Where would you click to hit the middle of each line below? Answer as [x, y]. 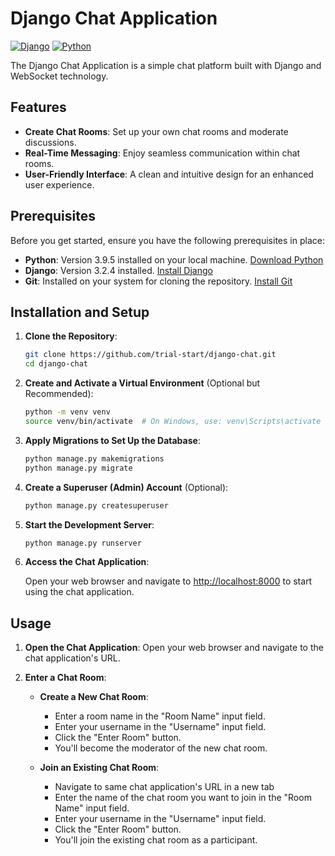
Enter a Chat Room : [65, 678]
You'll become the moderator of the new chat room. [161, 748]
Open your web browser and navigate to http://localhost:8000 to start [168, 581]
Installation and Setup [80, 312]
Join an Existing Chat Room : [99, 768]
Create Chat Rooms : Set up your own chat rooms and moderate [156, 131]
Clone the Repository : [71, 336]
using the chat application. [79, 592]
